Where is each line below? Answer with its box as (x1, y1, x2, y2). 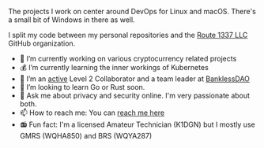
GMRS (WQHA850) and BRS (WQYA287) (19, 131, 153, 140)
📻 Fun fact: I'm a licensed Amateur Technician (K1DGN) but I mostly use (19, 120, 255, 129)
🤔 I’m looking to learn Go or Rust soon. (19, 83, 145, 91)
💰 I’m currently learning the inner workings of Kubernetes (19, 63, 209, 72)
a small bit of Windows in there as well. (8, 15, 136, 24)
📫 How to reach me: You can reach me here (19, 108, 165, 117)
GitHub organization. (8, 39, 76, 48)
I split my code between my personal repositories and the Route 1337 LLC (8, 31, 248, 39)
